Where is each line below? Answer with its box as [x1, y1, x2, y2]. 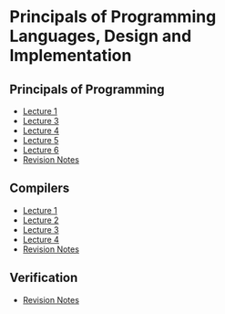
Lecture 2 [22, 215, 59, 225]
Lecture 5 [22, 135, 59, 145]
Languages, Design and [9, 26, 192, 47]
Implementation [9, 46, 132, 66]
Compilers [9, 181, 70, 196]
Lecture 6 [22, 144, 59, 155]
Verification [9, 270, 78, 286]
